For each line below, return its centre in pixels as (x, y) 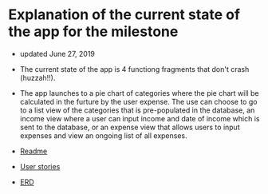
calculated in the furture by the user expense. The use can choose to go (138, 101)
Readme (33, 151)
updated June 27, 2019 (57, 53)
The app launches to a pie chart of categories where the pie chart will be (139, 93)
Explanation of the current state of (124, 15)
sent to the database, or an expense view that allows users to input (130, 127)
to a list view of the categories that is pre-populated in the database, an (137, 110)
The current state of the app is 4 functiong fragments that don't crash (134, 69)
